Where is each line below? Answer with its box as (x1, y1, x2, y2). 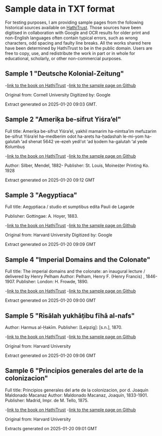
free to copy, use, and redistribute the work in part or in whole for (5, 50, 135, 56)
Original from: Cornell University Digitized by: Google (5, 92, 111, 97)
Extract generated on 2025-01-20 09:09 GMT (5, 242, 96, 247)
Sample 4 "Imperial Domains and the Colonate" (5, 256, 151, 264)
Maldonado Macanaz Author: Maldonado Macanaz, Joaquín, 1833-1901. (5, 392, 148, 398)
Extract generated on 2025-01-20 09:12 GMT (5, 177, 95, 183)
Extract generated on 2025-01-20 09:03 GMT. (5, 101, 97, 107)
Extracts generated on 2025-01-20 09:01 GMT (5, 425, 98, 431)
